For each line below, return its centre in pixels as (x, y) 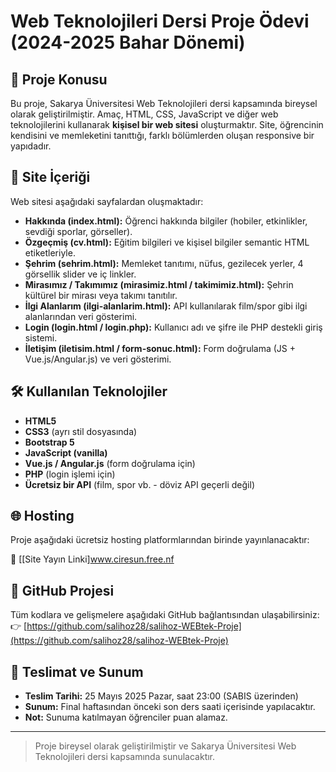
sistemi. (41, 337)
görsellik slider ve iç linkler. (80, 274)
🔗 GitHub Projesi (62, 590)
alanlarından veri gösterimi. (81, 316)
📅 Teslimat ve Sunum (77, 671)
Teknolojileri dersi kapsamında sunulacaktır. (125, 757)
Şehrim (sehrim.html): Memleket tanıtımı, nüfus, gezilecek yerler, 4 (164, 263)
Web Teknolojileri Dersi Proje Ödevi (160, 21)
